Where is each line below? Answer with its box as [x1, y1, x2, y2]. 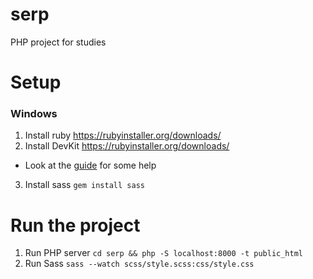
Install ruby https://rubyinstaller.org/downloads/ [24, 129, 222, 142]
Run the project [10, 214, 141, 237]
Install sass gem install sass [24, 179, 145, 191]
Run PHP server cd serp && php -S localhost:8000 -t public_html [24, 247, 303, 259]
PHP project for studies [10, 36, 107, 48]
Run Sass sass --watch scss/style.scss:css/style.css [24, 258, 255, 270]
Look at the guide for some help [24, 159, 157, 172]
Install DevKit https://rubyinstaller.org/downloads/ [24, 140, 230, 152]
